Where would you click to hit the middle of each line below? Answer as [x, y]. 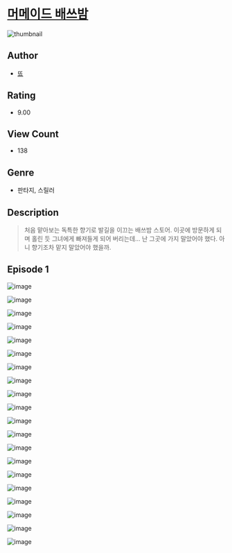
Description [33, 212]
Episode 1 [28, 270]
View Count [33, 134]
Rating [21, 95]
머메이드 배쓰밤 [48, 14]
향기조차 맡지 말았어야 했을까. [71, 247]
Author [23, 56]
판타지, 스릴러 [36, 190]
